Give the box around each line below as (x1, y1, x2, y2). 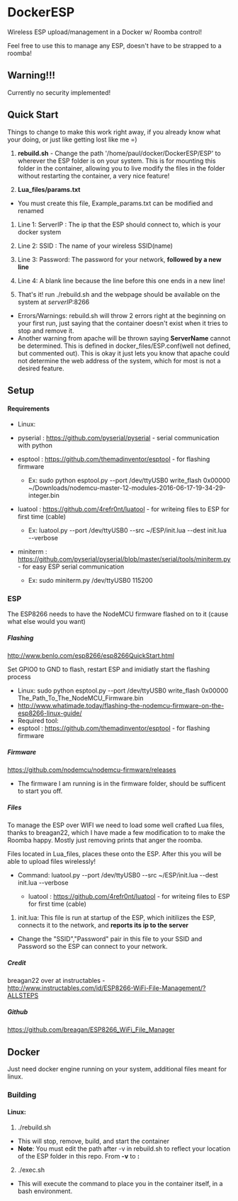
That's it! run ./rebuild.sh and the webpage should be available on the (17, 290, 221, 298)
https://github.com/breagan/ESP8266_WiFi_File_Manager (7, 1025, 175, 1034)
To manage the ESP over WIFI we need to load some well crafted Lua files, (7, 821, 225, 829)
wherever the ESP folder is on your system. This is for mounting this (17, 156, 216, 165)
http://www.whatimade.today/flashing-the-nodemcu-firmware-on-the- (17, 702, 225, 710)
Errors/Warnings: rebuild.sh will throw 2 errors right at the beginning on (17, 311, 226, 319)
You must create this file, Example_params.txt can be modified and (17, 199, 213, 207)
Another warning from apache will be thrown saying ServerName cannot (17, 334, 231, 342)
